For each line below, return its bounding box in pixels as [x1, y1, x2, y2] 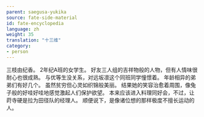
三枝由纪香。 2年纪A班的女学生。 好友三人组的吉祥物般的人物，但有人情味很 [6, 66, 198, 73]
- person [6, 49, 29, 55]
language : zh [6, 26, 40, 32]
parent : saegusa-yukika [6, 9, 67, 15]
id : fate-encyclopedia [6, 20, 64, 26]
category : [6, 43, 32, 49]
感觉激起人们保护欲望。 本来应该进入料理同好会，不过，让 [48, 89, 195, 96]
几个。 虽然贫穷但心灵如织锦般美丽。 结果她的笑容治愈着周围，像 [27, 81, 191, 88]
